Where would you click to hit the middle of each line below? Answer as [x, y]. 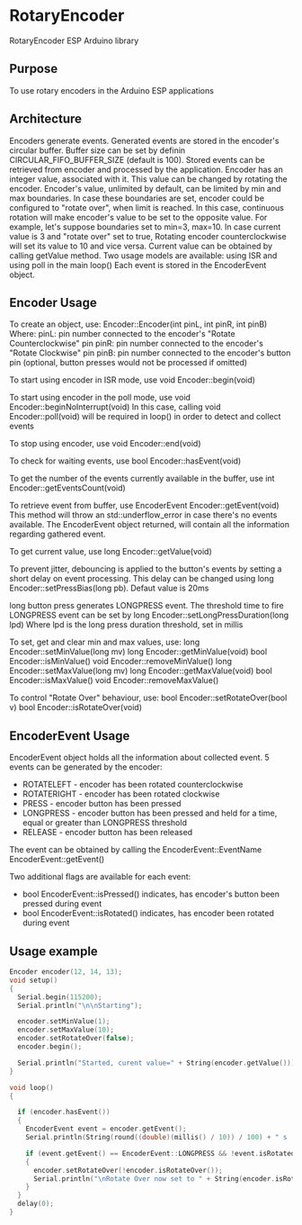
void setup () [34, 980]
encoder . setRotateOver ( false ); [76, 1039]
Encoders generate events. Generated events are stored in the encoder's [144, 140]
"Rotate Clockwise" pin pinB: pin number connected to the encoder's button [150, 353]
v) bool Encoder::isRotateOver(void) [75, 707]
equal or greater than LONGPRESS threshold [104, 823]
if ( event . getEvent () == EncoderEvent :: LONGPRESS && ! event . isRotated [160, 1153]
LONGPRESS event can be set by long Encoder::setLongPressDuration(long [149, 615]
